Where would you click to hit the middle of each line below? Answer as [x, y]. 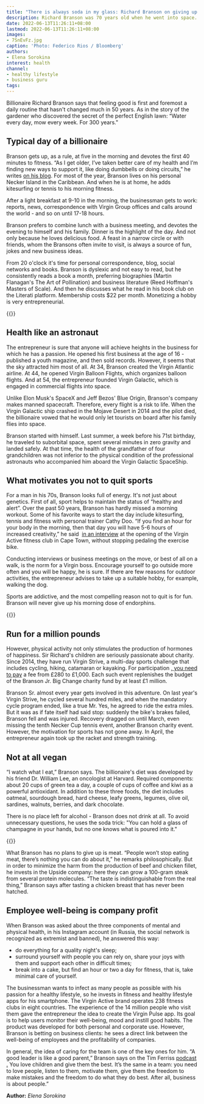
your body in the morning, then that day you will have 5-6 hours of [90, 528]
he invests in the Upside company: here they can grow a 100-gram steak [97, 872]
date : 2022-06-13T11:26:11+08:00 [49, 23]
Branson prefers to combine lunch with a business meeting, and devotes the [102, 225]
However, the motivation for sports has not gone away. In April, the [90, 732]
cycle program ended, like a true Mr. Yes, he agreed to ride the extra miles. [100, 706]
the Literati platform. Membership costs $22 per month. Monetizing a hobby [101, 295]
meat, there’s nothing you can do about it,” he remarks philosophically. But [100, 859]
